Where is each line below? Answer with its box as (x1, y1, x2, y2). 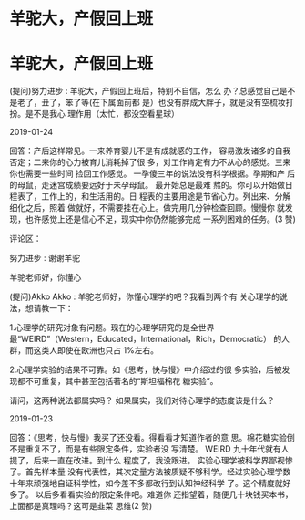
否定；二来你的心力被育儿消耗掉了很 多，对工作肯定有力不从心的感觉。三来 (9, 157, 291, 168)
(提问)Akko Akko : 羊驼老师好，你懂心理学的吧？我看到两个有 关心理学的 (9, 291, 280, 302)
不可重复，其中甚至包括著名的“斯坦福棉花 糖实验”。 (25, 376, 219, 387)
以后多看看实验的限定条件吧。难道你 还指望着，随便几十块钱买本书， (35, 489, 293, 500)
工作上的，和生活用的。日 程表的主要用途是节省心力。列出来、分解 (40, 191, 291, 202)
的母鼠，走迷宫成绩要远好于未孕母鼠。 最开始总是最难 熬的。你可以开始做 (9, 180, 285, 191)
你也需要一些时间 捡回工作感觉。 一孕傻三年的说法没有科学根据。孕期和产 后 (9, 168, 296, 179)
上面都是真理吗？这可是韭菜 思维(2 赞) (9, 501, 153, 512)
